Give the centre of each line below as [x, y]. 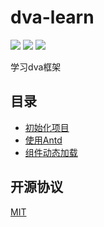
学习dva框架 [36, 67]
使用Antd [43, 140]
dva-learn [52, 17]
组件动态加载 [51, 152]
